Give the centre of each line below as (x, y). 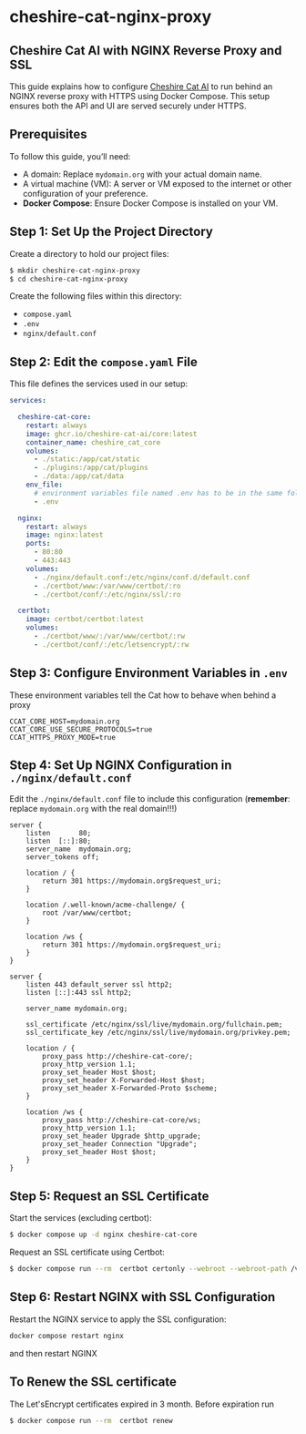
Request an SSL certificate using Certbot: (87, 1252)
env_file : (45, 485)
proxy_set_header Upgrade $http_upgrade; (122, 1136)
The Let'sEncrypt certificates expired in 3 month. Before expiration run (142, 1404)
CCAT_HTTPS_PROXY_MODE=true (63, 737)
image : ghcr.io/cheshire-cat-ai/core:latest (112, 434)
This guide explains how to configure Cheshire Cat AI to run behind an (141, 87)
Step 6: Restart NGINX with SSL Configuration (143, 1297)
